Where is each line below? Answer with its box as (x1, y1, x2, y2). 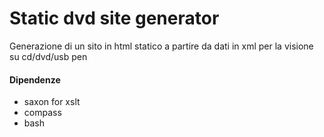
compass (23, 107, 62, 119)
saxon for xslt (23, 96, 81, 108)
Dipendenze (9, 73, 61, 86)
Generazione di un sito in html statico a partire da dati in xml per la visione (9, 40, 314, 52)
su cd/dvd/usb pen (9, 50, 88, 62)
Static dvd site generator (9, 7, 220, 30)
